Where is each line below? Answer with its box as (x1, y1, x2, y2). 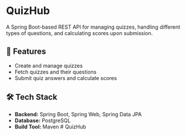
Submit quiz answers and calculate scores (14, 74, 117, 81)
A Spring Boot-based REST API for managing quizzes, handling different (6, 23, 181, 30)
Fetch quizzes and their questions (14, 68, 97, 75)
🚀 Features (6, 47, 46, 57)
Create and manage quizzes (14, 62, 83, 69)
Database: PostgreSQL (14, 117, 71, 124)
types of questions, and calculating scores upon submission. (6, 29, 153, 36)
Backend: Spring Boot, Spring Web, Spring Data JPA (14, 110, 142, 117)
